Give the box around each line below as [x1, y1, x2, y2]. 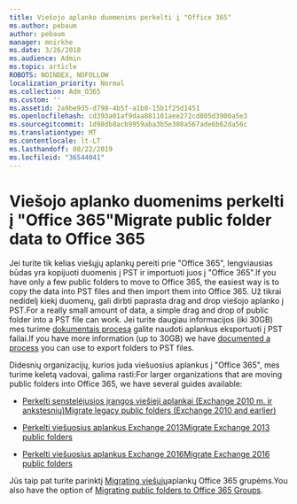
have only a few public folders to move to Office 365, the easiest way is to [9, 276, 279, 288]
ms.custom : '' [9, 95, 62, 105]
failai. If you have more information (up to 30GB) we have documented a [9, 333, 271, 344]
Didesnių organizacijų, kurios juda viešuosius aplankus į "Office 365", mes [9, 360, 280, 370]
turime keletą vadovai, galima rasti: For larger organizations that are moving [9, 369, 283, 380]
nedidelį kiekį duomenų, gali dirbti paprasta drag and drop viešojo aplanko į [9, 296, 284, 306]
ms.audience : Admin [9, 54, 82, 63]
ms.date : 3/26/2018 [9, 46, 82, 55]
